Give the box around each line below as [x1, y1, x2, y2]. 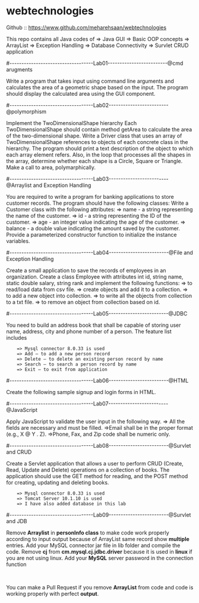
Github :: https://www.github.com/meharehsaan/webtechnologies [6, 24, 167, 31]
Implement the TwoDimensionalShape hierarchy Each [6, 119, 137, 126]
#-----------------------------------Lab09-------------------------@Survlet [6, 511, 191, 518]
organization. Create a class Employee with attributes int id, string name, [6, 273, 184, 280]
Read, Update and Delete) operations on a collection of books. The [6, 466, 170, 473]
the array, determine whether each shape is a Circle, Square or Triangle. [6, 157, 183, 164]
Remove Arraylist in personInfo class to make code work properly [6, 529, 169, 536]
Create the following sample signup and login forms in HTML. [6, 388, 156, 395]
